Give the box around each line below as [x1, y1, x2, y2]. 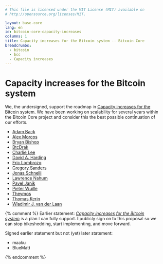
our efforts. [5, 120, 28, 125]
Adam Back [12, 129, 36, 135]
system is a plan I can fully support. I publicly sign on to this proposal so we [5, 216, 157, 222]
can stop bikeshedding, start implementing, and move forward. [5, 221, 131, 227]
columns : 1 [5, 34, 27, 39]
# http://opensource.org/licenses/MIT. [5, 12, 86, 17]
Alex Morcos [12, 134, 38, 140]
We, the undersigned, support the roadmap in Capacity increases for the [5, 104, 151, 110]
